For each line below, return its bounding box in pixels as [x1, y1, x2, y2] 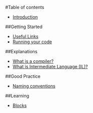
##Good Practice [5, 73, 41, 79]
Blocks [12, 102, 27, 108]
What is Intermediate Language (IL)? [12, 64, 88, 69]
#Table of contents [5, 5, 44, 10]
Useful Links [12, 34, 39, 39]
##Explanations [5, 49, 38, 54]
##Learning [5, 93, 29, 98]
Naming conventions [12, 83, 56, 89]
